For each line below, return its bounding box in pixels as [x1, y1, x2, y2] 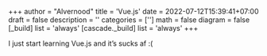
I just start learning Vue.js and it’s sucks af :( [8, 39, 153, 48]
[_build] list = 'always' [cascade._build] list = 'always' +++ [8, 24, 199, 32]
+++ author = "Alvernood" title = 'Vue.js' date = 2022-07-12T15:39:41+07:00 [8, 7, 259, 16]
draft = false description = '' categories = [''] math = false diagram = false [8, 15, 250, 24]
